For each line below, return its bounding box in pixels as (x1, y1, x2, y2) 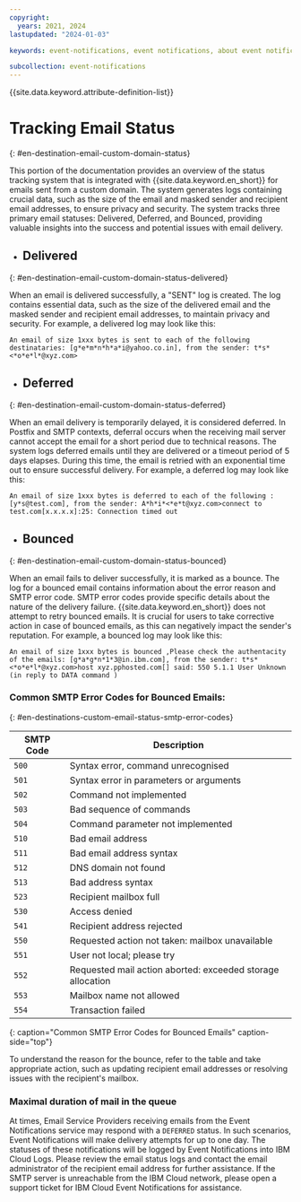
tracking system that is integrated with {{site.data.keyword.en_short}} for (9, 175, 279, 186)
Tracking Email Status (9, 118, 176, 139)
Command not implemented (69, 788, 187, 801)
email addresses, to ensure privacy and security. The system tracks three (9, 204, 280, 214)
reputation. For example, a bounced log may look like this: (9, 630, 222, 640)
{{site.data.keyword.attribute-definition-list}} (9, 87, 175, 98)
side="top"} (9, 1036, 53, 1047)
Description (152, 738, 204, 751)
